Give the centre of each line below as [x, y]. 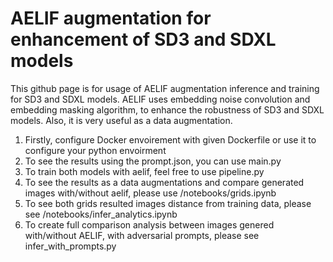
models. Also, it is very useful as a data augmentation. [121, 120]
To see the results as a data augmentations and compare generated [164, 182]
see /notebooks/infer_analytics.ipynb [101, 214]
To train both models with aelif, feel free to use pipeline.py [144, 171]
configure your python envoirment [95, 150]
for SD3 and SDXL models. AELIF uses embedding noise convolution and [160, 99]
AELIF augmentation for [111, 18]
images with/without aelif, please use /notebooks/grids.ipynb [150, 193]
